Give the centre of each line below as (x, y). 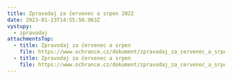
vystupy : (20, 26)
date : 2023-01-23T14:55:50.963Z (54, 20)
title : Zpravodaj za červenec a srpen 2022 (71, 13)
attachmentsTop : (30, 39)
